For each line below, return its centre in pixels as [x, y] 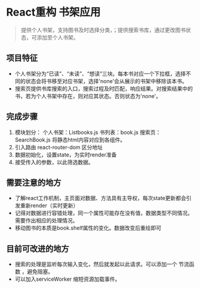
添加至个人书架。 [58, 37]
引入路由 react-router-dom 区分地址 [59, 147]
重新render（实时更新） [49, 206]
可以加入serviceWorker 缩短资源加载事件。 [67, 279]
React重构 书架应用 [53, 12]
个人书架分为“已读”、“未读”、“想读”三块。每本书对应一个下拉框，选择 [100, 73]
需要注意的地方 [34, 183]
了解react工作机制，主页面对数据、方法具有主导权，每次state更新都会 [101, 198]
